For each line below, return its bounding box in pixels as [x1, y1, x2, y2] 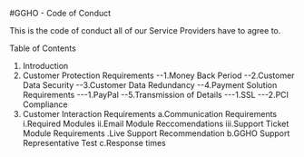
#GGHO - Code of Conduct [9, 8, 112, 18]
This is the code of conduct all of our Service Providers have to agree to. [9, 25, 281, 35]
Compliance [22, 99, 68, 110]
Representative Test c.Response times [22, 138, 166, 148]
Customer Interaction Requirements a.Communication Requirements [22, 109, 278, 119]
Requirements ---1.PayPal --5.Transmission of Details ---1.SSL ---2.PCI [22, 90, 289, 100]
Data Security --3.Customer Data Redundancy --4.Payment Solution [22, 80, 278, 90]
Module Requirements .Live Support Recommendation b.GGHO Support [22, 128, 290, 139]
